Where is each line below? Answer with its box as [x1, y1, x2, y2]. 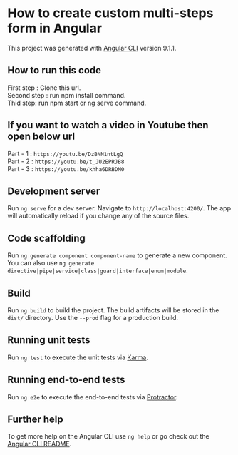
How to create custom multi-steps [7, 5, 214, 21]
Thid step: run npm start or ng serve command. [7, 98, 147, 107]
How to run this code [7, 64, 102, 76]
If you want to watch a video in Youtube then [7, 119, 209, 131]
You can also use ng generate [7, 259, 95, 267]
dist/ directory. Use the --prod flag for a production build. [7, 314, 178, 322]
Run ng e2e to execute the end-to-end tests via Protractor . [7, 392, 178, 401]
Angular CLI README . [7, 440, 72, 449]
